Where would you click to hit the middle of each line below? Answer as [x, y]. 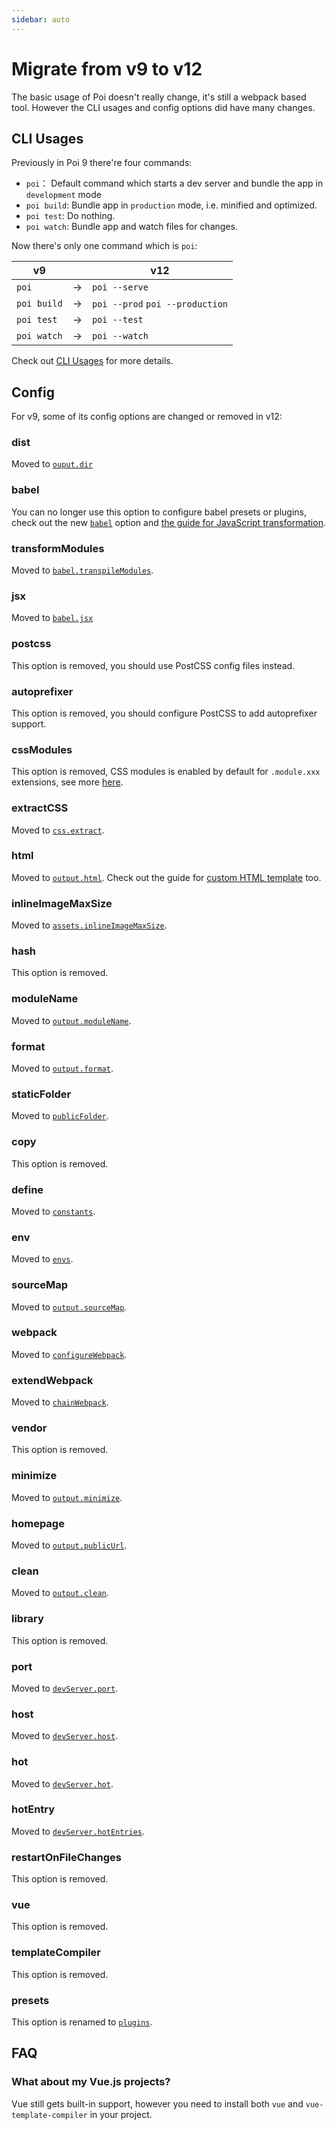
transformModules [58, 548]
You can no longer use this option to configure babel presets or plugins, [159, 512]
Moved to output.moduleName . [71, 1020]
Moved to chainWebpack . [60, 1402]
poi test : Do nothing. [70, 216]
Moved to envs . [42, 1259]
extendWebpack [52, 1380]
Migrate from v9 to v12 [107, 68]
